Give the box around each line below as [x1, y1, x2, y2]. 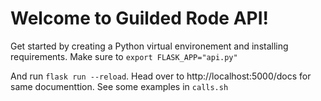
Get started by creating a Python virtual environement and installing [10, 40, 289, 52]
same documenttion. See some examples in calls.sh [10, 80, 229, 92]
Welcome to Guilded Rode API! [10, 7, 269, 30]
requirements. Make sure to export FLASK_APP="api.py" [10, 50, 238, 62]
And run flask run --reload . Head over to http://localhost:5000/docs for [10, 70, 312, 82]
